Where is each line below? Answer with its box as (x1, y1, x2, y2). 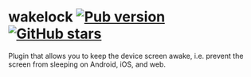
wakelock (8, 8, 73, 26)
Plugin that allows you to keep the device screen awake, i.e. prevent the (8, 51, 244, 60)
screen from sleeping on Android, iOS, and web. (8, 60, 166, 69)
